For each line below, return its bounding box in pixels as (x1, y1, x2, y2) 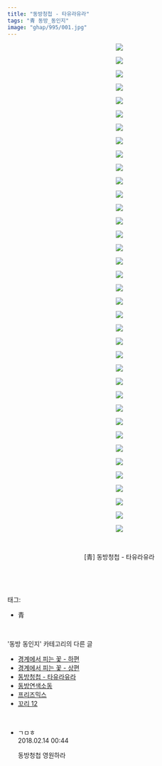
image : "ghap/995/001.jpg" (7, 24, 87, 31)
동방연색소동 (17, 682, 53, 690)
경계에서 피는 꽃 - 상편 (17, 664, 80, 673)
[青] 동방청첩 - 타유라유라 (84, 553, 155, 561)
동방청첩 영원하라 (17, 751, 66, 760)
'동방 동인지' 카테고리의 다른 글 (7, 640, 93, 648)
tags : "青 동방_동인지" (7, 17, 70, 24)
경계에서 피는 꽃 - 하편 (17, 655, 80, 663)
